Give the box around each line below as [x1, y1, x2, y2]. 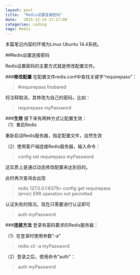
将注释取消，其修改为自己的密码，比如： [5, 95, 90, 101]
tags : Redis [5, 27, 31, 32]
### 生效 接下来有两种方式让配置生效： [5, 116, 87, 122]
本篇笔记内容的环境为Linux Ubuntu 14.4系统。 [5, 41, 102, 48]
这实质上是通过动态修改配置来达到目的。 [5, 164, 90, 170]
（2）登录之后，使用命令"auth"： [5, 254, 76, 260]
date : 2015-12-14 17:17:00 [5, 17, 67, 22]
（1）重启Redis [5, 122, 37, 128]
